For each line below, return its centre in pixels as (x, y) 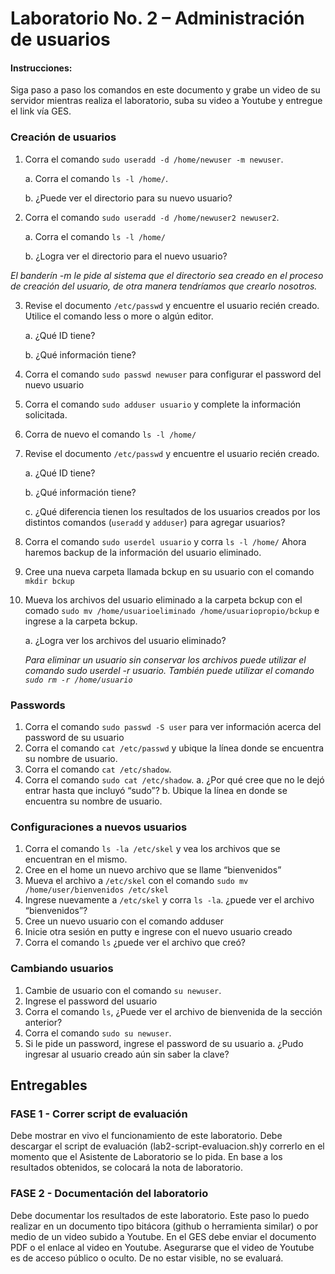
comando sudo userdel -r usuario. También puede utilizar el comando (169, 670)
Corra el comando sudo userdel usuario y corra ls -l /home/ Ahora (165, 541)
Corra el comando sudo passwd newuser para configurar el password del (173, 374)
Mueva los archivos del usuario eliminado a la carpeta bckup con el (163, 599)
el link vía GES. (41, 111)
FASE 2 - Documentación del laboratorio (109, 1194)
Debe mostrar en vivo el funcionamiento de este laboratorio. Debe (146, 1136)
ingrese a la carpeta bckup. (81, 621)
